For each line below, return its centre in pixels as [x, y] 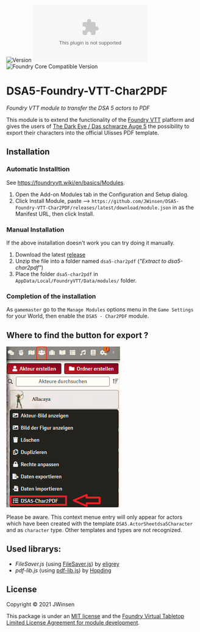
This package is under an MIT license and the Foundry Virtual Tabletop [95, 616]
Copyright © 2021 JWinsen [41, 604]
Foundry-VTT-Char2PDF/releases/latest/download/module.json [93, 208]
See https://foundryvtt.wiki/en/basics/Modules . [66, 182]
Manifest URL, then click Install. [55, 214]
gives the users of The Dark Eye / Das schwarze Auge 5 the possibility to [98, 126]
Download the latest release [50, 254]
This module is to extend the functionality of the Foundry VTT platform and [100, 119]
